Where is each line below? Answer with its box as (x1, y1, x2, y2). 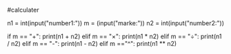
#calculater (7, 6, 39, 14)
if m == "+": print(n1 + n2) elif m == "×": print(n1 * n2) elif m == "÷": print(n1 (7, 32, 222, 40)
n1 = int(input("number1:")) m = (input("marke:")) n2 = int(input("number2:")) (7, 19, 225, 27)
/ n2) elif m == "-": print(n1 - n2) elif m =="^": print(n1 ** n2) (7, 40, 177, 47)
